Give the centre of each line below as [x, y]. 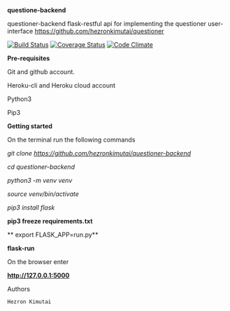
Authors [19, 289]
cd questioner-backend [41, 167]
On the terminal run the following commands [71, 140]
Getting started [30, 126]
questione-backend [37, 10]
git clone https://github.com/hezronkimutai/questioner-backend [99, 153]
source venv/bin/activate [43, 194]
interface [20, 31]
